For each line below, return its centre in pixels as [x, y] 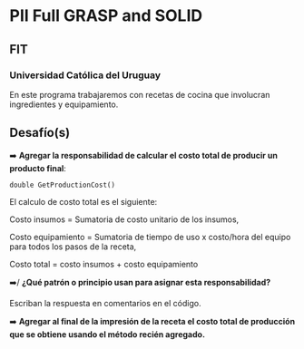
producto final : [38, 168]
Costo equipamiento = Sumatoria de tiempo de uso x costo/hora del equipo [150, 237]
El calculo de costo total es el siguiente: [83, 201]
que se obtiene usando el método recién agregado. [108, 334]
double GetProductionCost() [63, 185]
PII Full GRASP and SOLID [106, 16]
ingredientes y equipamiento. [64, 104]
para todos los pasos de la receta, [73, 247]
